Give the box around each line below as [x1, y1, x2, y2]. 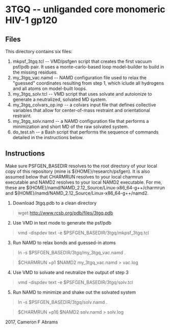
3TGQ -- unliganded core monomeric [5, 4, 165, 15]
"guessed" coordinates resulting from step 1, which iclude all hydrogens [12, 80, 164, 86]
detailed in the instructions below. [12, 135, 84, 140]
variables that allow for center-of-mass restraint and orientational [12, 107, 151, 113]
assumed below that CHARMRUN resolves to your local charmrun [5, 173, 143, 180]
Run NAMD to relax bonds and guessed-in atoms [12, 239, 116, 246]
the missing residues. [12, 69, 58, 75]
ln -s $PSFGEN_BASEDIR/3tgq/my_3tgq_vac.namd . [17, 249, 126, 255]
